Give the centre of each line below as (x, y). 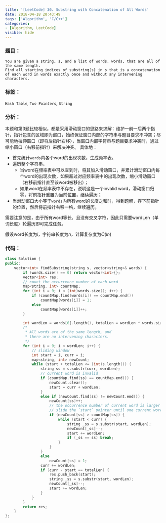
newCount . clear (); (68, 383)
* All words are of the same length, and (68, 332)
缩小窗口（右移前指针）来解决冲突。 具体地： (51, 147)
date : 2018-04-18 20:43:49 (33, 14)
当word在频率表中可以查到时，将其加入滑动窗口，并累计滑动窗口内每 (90, 170)
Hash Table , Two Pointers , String (39, 103)
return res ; (35, 507)
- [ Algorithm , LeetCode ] (31, 28)
